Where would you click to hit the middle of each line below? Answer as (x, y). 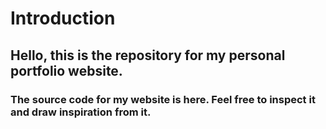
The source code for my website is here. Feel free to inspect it (163, 99)
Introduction (63, 18)
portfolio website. (66, 70)
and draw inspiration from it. (81, 112)
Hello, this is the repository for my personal (148, 55)
